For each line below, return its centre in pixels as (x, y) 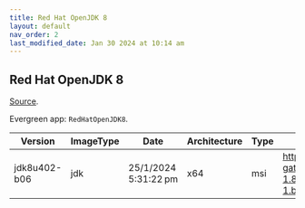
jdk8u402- (38, 168)
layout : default (40, 26)
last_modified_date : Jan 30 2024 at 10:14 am (97, 43)
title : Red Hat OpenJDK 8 (58, 18)
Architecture (215, 141)
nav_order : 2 (34, 34)
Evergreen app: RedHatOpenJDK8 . (69, 119)
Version (38, 141)
